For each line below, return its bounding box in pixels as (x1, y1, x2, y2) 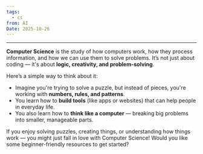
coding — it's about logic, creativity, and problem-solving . (6, 61, 155, 68)
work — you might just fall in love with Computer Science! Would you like (6, 134, 188, 142)
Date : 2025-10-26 (6, 25, 50, 32)
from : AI (6, 20, 28, 26)
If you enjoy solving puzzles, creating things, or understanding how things (6, 128, 191, 135)
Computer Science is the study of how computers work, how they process (6, 48, 193, 55)
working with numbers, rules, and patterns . (14, 91, 125, 98)
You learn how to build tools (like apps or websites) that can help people (14, 97, 196, 104)
